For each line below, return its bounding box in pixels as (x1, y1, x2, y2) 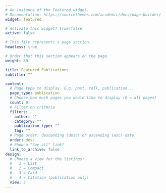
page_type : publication (10, 90, 60, 96)
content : (5, 81, 24, 86)
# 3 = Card (10, 170, 37, 176)
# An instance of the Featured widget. (5, 7, 89, 13)
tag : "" (14, 128, 30, 133)
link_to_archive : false (10, 147, 60, 152)
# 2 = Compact (10, 166, 44, 171)
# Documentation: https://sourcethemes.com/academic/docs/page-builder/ (5, 12, 161, 17)
